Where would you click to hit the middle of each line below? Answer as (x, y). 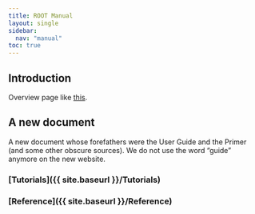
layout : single (34, 23)
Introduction (40, 78)
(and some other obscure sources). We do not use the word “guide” (120, 150)
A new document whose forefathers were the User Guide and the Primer (127, 142)
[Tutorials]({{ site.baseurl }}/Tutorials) (85, 180)
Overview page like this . (48, 97)
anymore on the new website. (57, 159)
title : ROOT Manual (41, 16)
